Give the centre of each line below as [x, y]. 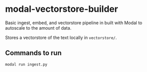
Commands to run [33, 53]
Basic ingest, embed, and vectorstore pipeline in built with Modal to [74, 23]
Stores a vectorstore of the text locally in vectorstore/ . [61, 37]
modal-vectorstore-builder [62, 9]
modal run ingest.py [26, 64]
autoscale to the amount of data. [38, 28]
